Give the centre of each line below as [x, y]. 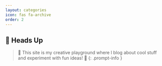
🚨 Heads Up [24, 40]
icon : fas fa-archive [28, 15]
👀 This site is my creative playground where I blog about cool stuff [87, 53]
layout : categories [26, 10]
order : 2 [15, 19]
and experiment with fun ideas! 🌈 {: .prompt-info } [70, 58]
